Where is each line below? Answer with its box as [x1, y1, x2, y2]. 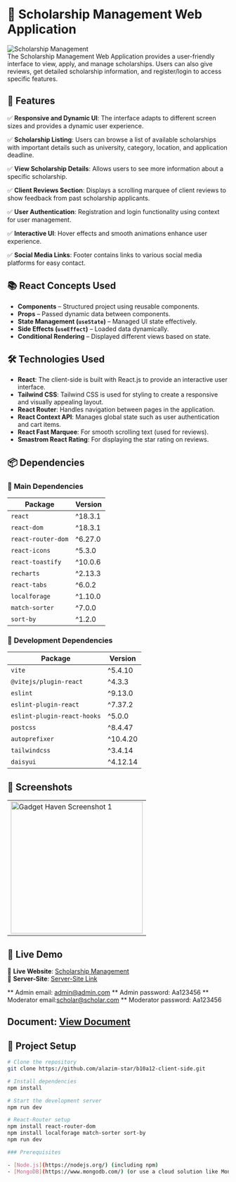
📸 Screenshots [7, 781, 73, 793]
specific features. [7, 74, 58, 83]
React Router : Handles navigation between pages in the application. [17, 405, 216, 414]
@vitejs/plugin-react [11, 678, 83, 686]
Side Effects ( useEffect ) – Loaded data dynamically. [17, 324, 169, 333]
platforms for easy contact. [7, 259, 86, 267]
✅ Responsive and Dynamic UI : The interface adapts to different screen [7, 113, 216, 122]
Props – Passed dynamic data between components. [17, 309, 171, 318]
